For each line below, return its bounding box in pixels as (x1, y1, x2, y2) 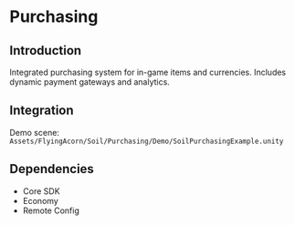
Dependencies (9, 161, 94, 177)
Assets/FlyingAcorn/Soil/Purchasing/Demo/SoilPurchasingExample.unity (9, 137, 284, 146)
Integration (9, 103, 75, 118)
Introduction (9, 43, 82, 58)
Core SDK (22, 185, 61, 197)
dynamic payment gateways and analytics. (9, 77, 171, 87)
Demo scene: (9, 127, 59, 138)
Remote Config (22, 205, 80, 216)
